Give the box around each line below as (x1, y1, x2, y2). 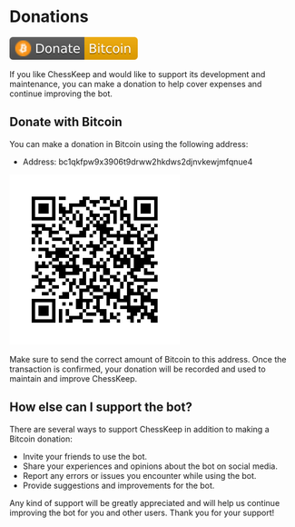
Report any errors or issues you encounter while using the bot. (22, 470, 257, 481)
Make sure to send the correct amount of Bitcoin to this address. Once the (9, 353, 287, 364)
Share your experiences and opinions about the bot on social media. (22, 461, 279, 472)
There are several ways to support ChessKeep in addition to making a (9, 423, 270, 434)
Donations (9, 6, 89, 27)
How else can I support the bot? (9, 400, 192, 415)
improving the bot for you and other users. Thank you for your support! (9, 507, 275, 518)
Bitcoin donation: (9, 433, 73, 444)
